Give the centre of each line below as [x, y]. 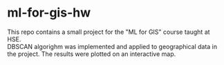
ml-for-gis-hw [49, 13]
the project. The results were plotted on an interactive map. [92, 54]
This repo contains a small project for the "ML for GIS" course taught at [109, 32]
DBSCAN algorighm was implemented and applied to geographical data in [112, 46]
